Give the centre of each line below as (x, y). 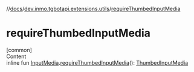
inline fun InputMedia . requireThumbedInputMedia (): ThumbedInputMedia (97, 62)
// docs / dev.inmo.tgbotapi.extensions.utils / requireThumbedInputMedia (93, 9)
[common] (19, 50)
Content (16, 56)
